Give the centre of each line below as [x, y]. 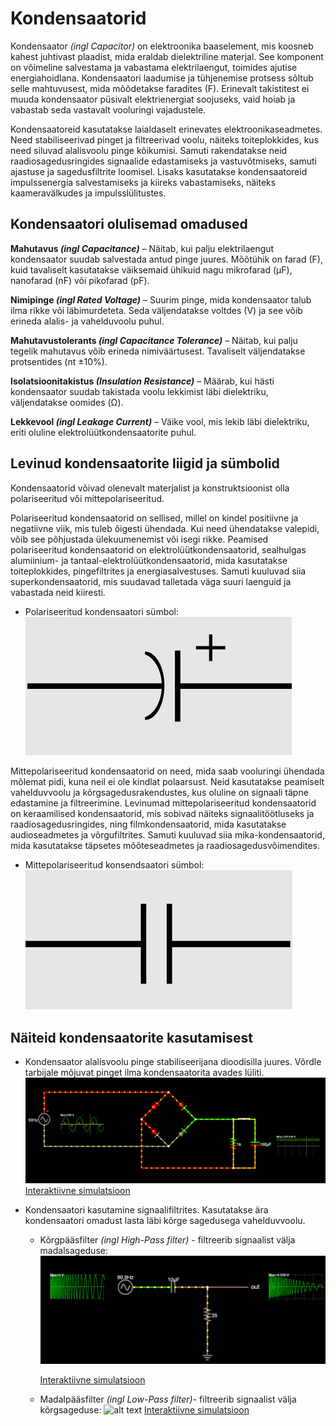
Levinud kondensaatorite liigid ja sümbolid [145, 463]
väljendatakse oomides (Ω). [67, 402]
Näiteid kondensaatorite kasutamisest [131, 1037]
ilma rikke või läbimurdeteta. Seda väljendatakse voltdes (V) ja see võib [156, 310]
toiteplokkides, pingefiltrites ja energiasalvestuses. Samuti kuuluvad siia [158, 571]
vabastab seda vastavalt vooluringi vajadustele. [108, 109]
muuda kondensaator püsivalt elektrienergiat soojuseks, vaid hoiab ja [153, 99]
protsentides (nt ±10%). [59, 361]
